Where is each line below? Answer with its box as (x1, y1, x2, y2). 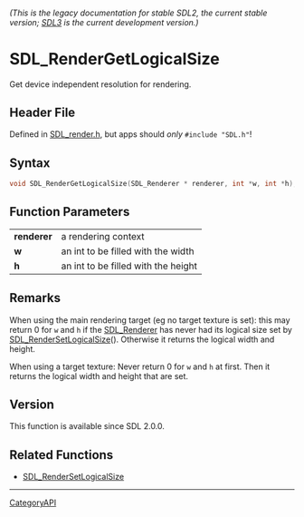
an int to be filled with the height (61, 259, 197, 272)
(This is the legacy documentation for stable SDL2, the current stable (9, 7, 268, 18)
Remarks (9, 290, 62, 306)
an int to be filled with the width (61, 245, 195, 258)
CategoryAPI (9, 497, 57, 508)
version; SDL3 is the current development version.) (9, 16, 199, 27)
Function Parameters (9, 204, 130, 219)
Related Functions (9, 447, 114, 463)
